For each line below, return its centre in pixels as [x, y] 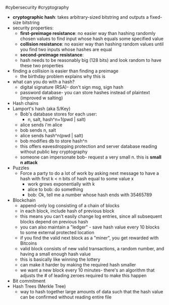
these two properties [42, 66]
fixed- [156, 17]
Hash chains [25, 103]
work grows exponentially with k [61, 184]
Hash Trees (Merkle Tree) [39, 286]
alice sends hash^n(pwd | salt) [51, 136]
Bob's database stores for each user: [59, 114]
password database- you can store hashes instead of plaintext [85, 92]
